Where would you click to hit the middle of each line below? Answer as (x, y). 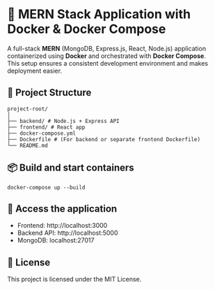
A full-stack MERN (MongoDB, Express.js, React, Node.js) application (107, 48)
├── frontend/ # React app (46, 127)
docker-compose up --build (46, 187)
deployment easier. (35, 71)
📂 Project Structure (49, 93)
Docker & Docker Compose (87, 29)
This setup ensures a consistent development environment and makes (108, 63)
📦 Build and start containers (71, 168)
